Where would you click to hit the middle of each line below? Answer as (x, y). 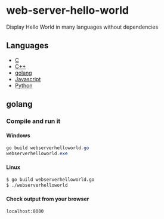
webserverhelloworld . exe (37, 154)
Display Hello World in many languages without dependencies (82, 27)
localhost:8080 (25, 212)
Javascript (28, 79)
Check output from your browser (48, 199)
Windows (18, 135)
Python (24, 85)
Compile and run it (33, 121)
